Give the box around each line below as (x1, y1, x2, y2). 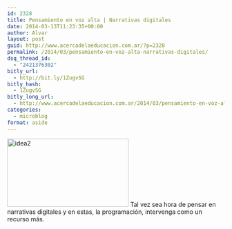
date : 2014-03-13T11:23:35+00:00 (7, 23, 104, 30)
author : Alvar (7, 29, 48, 37)
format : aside (7, 119, 48, 126)
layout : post (7, 36, 45, 43)
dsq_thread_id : (7, 55, 51, 62)
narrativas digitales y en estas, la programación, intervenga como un (7, 208, 202, 216)
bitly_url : (7, 68, 39, 74)
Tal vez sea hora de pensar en (130, 200, 216, 208)
